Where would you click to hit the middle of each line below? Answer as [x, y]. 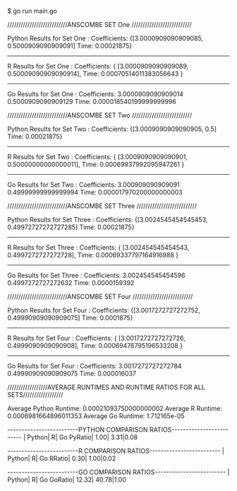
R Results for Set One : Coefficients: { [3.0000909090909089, [98, 66]
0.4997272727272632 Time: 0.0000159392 [71, 283]
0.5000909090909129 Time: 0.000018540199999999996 [92, 102]
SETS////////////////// [35, 395]
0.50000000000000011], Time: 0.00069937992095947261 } [96, 164]
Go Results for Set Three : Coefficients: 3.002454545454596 [96, 275]
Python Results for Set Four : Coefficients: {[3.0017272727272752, [104, 310]
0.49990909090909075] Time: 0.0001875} [70, 318]
